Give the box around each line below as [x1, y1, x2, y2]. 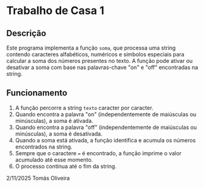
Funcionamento [6, 88, 68, 98]
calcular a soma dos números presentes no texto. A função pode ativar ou [6, 57, 193, 64]
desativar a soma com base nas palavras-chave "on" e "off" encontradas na [6, 64, 199, 71]
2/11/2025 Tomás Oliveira [6, 174, 70, 182]
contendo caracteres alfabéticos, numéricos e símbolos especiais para [6, 51, 184, 58]
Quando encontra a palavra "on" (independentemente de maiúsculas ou [15, 111, 197, 118]
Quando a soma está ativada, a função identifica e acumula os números [15, 136, 196, 144]
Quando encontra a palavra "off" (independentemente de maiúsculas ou [15, 123, 197, 131]
